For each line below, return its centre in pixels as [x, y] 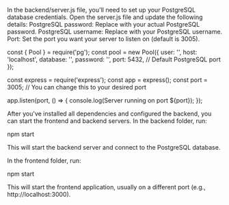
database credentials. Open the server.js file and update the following [105, 17]
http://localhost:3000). [39, 194]
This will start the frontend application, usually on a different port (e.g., [107, 187]
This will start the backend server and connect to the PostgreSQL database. [114, 147]
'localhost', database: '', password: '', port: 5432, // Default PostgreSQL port [114, 59]
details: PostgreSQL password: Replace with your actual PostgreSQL [104, 24]
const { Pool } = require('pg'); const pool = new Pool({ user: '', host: [102, 52]
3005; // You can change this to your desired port [77, 87]
